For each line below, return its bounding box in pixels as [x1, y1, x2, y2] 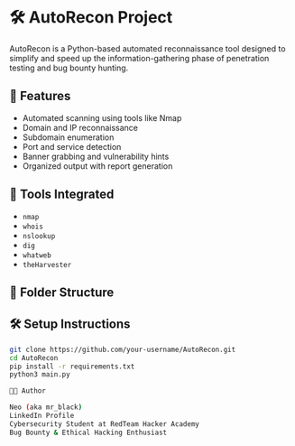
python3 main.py [9, 370, 70, 379]
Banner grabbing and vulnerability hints [22, 151, 170, 162]
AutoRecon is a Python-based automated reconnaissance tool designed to [9, 42, 286, 54]
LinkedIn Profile [9, 412, 75, 421]
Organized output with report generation [22, 160, 173, 172]
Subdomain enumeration [22, 132, 115, 143]
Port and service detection [22, 141, 122, 152]
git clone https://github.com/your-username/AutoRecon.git [9, 345, 236, 354]
